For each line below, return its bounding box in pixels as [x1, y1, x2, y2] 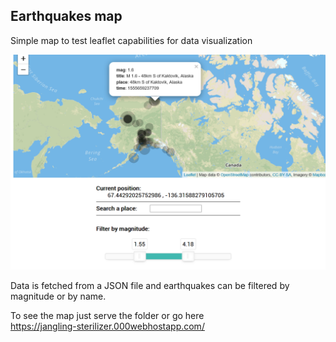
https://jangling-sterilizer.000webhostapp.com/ [10, 320, 205, 333]
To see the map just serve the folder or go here [10, 310, 205, 322]
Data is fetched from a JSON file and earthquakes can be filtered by [10, 280, 290, 292]
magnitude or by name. [10, 290, 107, 303]
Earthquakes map [10, 8, 123, 25]
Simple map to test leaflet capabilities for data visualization [10, 34, 253, 46]
